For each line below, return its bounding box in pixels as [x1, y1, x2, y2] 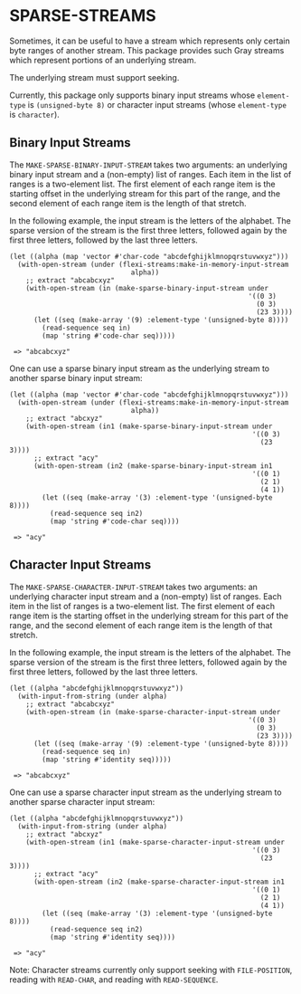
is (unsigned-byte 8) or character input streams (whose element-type [27, 99, 287, 110]
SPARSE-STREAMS [9, 5, 156, 26]
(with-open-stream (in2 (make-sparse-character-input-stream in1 [33, 877, 285, 886]
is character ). [9, 109, 61, 119]
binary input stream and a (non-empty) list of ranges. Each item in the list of [9, 168, 292, 179]
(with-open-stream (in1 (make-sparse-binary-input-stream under [25, 422, 273, 431]
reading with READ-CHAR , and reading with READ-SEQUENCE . [9, 974, 219, 985]
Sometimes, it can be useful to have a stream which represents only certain [9, 35, 291, 46]
